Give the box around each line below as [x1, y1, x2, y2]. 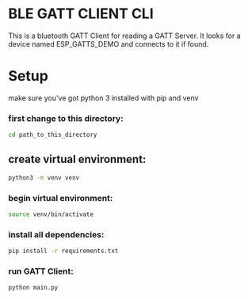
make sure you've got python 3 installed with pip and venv [8, 93, 199, 103]
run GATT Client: [8, 266, 74, 277]
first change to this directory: [8, 112, 124, 123]
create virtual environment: [8, 153, 147, 166]
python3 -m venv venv [8, 173, 80, 182]
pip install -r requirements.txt [8, 247, 119, 255]
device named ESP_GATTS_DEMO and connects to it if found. [8, 39, 209, 48]
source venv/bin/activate [8, 210, 93, 218]
